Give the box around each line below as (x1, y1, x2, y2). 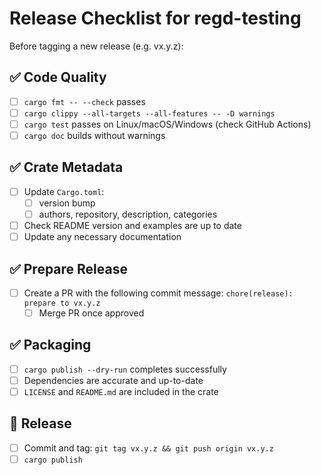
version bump (38, 197, 96, 209)
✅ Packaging (9, 337, 92, 354)
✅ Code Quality (9, 69, 107, 86)
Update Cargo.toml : (23, 185, 105, 197)
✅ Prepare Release (9, 260, 128, 277)
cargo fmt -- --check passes (23, 95, 146, 107)
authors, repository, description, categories (38, 208, 218, 220)
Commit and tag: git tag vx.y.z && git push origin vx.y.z (23, 442, 274, 454)
